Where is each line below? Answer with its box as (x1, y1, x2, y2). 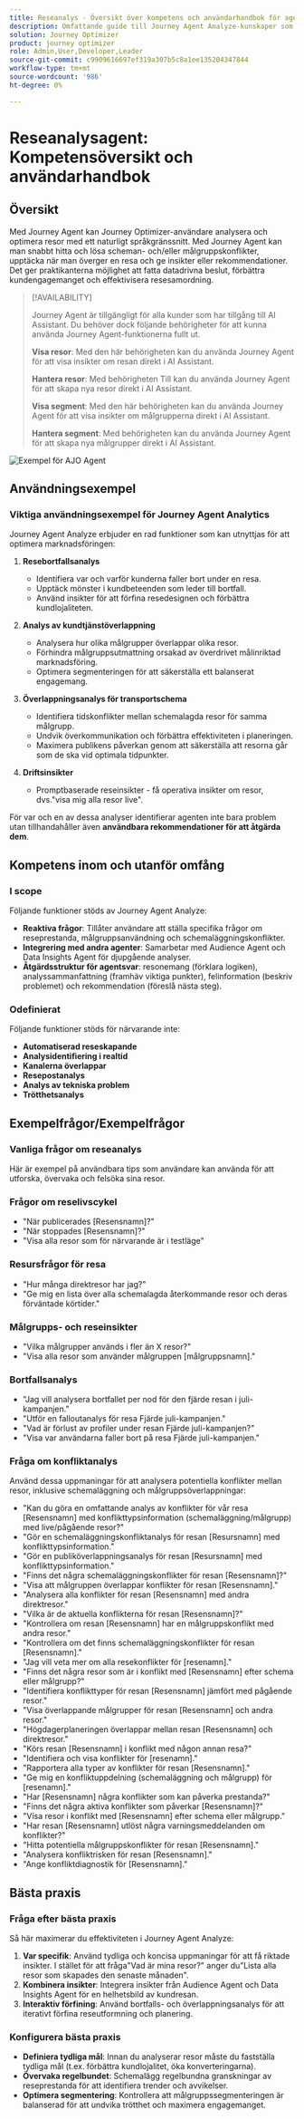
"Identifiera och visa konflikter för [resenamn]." (22, 1753, 198, 1764)
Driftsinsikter (22, 767, 74, 778)
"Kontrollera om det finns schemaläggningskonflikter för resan (22, 1637, 255, 1649)
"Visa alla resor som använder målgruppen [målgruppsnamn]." (22, 1351, 256, 1362)
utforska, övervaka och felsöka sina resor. (9, 1172, 166, 1183)
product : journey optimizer (9, 38, 116, 48)
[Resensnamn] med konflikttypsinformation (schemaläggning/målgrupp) (22, 1512, 292, 1523)
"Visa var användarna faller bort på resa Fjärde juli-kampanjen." (22, 1432, 261, 1443)
